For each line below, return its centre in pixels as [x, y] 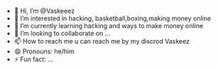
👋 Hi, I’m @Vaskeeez [44, 11]
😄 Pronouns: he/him [44, 51]
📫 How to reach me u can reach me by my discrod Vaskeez [102, 41]
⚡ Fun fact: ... [33, 59]
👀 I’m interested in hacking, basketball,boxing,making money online [113, 18]
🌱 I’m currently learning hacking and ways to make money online [109, 26]
